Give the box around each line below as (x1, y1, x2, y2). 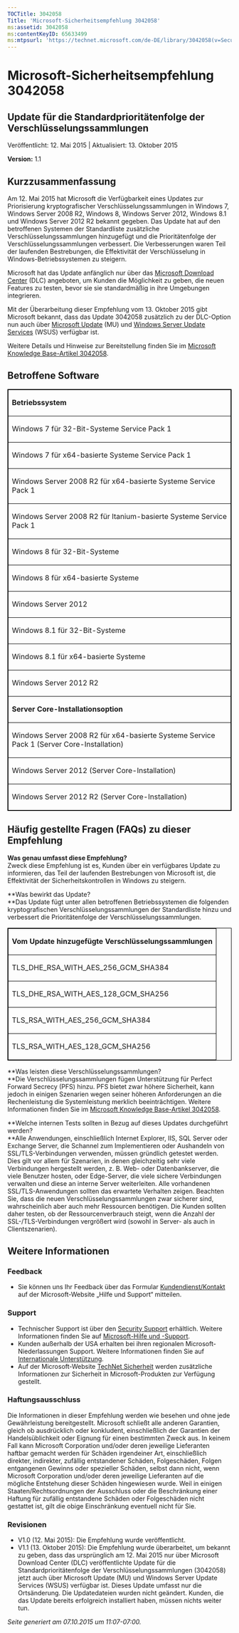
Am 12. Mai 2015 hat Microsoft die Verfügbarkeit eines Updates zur (7, 194, 204, 203)
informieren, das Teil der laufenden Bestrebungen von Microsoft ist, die (7, 868, 216, 877)
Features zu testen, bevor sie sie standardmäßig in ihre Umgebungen (7, 283, 210, 292)
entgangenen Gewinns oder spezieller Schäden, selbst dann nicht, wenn (7, 1464, 220, 1472)
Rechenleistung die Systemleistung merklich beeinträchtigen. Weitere (7, 1097, 211, 1106)
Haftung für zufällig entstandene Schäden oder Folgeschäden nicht (7, 1494, 205, 1503)
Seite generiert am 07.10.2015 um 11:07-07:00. (7, 1617, 142, 1627)
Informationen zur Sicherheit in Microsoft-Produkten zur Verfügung (17, 1370, 216, 1378)
